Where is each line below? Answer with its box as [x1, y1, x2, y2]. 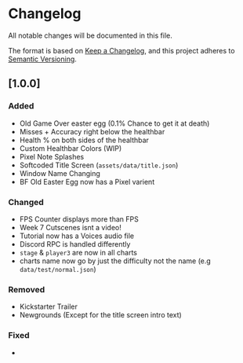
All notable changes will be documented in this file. [8, 31, 172, 40]
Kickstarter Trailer [19, 302, 78, 311]
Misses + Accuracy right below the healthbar [19, 126, 165, 136]
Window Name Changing [19, 168, 100, 178]
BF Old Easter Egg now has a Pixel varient [19, 177, 155, 186]
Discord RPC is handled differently [19, 239, 131, 248]
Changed [8, 196, 45, 207]
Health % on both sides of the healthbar [19, 135, 149, 145]
